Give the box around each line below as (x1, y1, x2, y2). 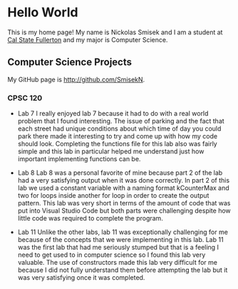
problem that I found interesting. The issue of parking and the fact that (17, 117, 224, 126)
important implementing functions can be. (17, 155, 141, 163)
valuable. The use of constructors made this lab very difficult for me (17, 258, 217, 267)
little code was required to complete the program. (17, 214, 164, 223)
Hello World (7, 4, 78, 21)
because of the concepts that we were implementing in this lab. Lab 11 (17, 235, 224, 244)
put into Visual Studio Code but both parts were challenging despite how (17, 206, 232, 215)
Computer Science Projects (7, 56, 133, 69)
